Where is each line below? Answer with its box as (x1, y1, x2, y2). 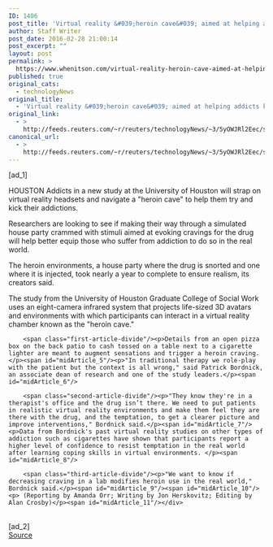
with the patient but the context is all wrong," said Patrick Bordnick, (8, 363, 264, 372)
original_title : (8, 95, 63, 103)
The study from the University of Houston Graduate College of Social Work (8, 293, 259, 303)
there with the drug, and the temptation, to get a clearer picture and (8, 414, 260, 422)
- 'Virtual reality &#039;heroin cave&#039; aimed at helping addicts (15, 102, 260, 111)
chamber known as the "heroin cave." (8, 319, 135, 329)
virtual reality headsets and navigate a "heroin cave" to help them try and (8, 194, 253, 204)
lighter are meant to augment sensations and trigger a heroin (8, 349, 227, 358)
